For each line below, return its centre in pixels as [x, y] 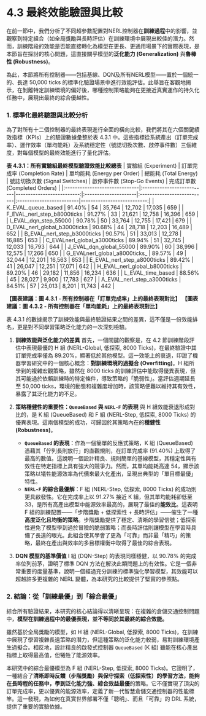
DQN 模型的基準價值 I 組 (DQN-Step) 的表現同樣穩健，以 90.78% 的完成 [106, 556]
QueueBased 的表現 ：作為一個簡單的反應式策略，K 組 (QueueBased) [109, 443]
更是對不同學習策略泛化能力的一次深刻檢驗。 [73, 327]
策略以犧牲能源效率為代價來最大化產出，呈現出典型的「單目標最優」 [110, 474]
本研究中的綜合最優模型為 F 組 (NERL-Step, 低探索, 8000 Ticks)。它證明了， [102, 668]
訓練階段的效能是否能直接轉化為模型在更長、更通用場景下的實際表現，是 [108, 46]
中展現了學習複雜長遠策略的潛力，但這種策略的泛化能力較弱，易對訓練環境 [100, 639]
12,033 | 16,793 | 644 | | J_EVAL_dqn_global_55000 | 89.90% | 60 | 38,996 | [102, 247]
